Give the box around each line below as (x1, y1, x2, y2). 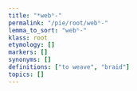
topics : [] (8, 70, 45, 78)
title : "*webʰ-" (8, 11, 62, 20)
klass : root (8, 33, 48, 42)
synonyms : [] (8, 56, 52, 64)
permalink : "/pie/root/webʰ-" (8, 19, 109, 27)
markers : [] (8, 48, 48, 56)
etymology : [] (8, 41, 56, 49)
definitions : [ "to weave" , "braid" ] (8, 63, 130, 71)
